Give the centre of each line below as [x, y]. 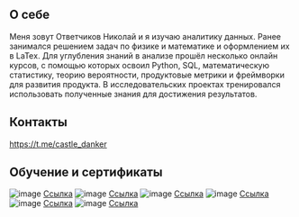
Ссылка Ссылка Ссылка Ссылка [156, 194]
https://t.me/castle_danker [59, 144]
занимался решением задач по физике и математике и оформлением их [149, 46]
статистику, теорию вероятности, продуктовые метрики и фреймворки [147, 75]
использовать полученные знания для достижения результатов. [133, 94]
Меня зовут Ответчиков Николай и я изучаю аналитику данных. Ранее [145, 36]
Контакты [38, 122]
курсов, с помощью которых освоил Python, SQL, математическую [140, 65]
